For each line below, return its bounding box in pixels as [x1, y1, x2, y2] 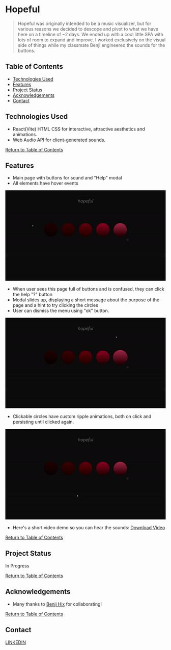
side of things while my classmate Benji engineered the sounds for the [17, 42, 165, 48]
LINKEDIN [5, 639, 26, 645]
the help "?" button [12, 292, 52, 298]
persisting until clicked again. [12, 419, 74, 425]
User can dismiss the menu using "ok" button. [12, 307, 109, 314]
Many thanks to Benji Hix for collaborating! [12, 601, 102, 607]
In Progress [5, 562, 30, 569]
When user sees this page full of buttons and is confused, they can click [12, 286, 164, 292]
